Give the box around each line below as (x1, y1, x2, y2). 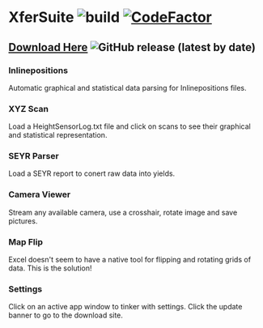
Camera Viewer (8, 189, 71, 200)
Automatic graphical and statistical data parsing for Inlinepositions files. (8, 83, 247, 92)
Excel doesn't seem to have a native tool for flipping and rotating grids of (8, 255, 252, 265)
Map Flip (8, 236, 43, 247)
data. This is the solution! (8, 263, 92, 273)
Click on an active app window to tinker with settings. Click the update (8, 302, 243, 312)
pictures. (8, 215, 38, 226)
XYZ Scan (8, 103, 49, 114)
